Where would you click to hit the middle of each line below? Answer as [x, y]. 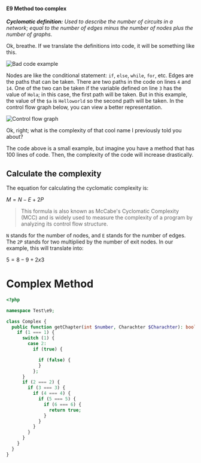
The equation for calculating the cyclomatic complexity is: [77, 188]
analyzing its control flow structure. [64, 224]
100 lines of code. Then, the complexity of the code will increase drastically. [100, 155]
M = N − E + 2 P [25, 200]
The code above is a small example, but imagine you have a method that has [100, 148]
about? [15, 137]
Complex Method [50, 284]
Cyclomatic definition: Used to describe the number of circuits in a [90, 22]
